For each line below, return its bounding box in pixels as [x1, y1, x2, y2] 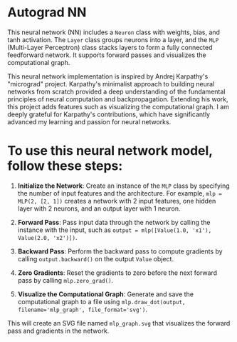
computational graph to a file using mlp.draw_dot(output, [17, 297, 186, 306]
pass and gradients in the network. [7, 326, 110, 335]
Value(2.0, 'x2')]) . [17, 233, 78, 241]
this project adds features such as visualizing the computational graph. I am [7, 102, 230, 111]
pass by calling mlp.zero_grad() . [17, 276, 114, 284]
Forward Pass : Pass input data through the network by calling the [17, 218, 211, 226]
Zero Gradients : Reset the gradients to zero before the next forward [17, 268, 218, 277]
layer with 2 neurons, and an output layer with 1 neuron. [17, 204, 181, 213]
